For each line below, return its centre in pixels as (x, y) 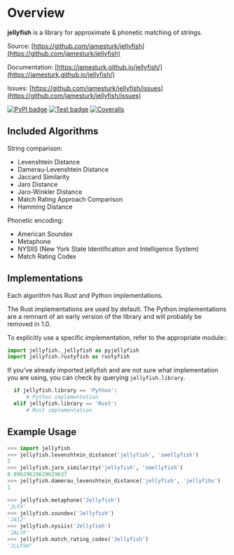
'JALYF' (19, 533)
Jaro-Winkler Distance (50, 192)
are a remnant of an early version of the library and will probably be (104, 316)
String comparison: (35, 148)
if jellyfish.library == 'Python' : (66, 391)
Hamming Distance (45, 207)
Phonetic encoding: (35, 220)
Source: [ (20, 46)
